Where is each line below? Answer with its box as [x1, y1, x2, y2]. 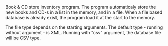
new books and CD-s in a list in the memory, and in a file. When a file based [5, 9, 163, 15]
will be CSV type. [5, 35, 41, 41]
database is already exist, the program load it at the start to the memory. [5, 15, 155, 20]
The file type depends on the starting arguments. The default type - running [5, 24, 163, 30]
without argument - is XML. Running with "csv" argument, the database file [5, 30, 161, 35]
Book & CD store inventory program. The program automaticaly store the [5, 4, 156, 10]
